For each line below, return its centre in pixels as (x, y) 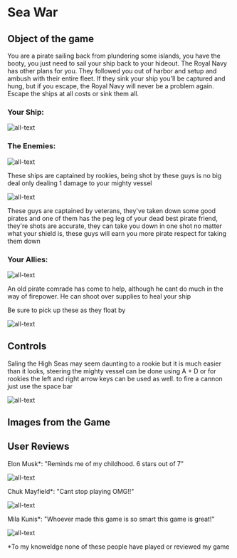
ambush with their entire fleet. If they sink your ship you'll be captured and (116, 78)
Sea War (33, 12)
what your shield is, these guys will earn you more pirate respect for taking (117, 233)
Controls (27, 346)
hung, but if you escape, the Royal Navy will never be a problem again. (111, 86)
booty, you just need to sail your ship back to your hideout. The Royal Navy (117, 63)
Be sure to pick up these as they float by (67, 310)
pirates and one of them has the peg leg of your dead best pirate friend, (113, 218)
